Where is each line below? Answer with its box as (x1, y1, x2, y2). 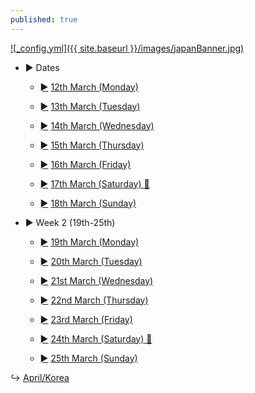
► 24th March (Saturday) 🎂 (39, 332, 153, 345)
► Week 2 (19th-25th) (24, 216, 116, 228)
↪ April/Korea (10, 371, 70, 383)
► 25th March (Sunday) (39, 352, 138, 364)
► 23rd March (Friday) (39, 313, 133, 325)
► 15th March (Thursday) (39, 139, 145, 151)
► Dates (24, 61, 60, 73)
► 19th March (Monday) (39, 236, 140, 248)
